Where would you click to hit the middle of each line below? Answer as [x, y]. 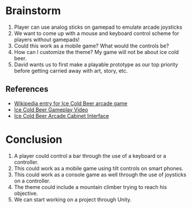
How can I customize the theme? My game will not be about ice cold [96, 52]
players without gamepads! [47, 39]
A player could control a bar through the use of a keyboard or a [90, 156]
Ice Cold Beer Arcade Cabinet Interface [61, 116]
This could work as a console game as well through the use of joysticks [100, 174]
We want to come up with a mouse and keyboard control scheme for [97, 33]
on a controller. [32, 181]
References [27, 89]
